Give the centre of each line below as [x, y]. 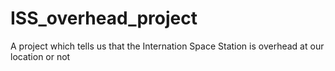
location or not [40, 56]
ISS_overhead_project [104, 18]
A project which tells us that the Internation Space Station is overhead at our [167, 46]
